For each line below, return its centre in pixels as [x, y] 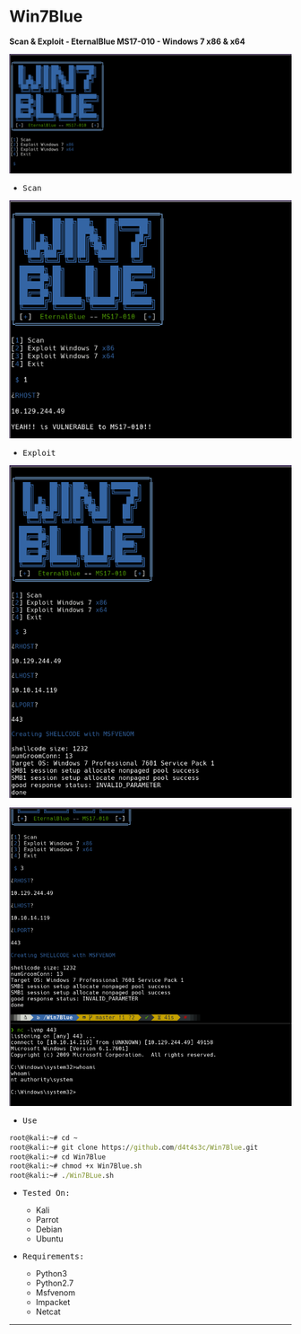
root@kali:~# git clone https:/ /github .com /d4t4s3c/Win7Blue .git [133, 1147]
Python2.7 [55, 1283]
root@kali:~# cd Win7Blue [57, 1157]
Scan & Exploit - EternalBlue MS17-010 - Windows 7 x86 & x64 [127, 41]
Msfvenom [56, 1293]
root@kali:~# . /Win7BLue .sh [62, 1176]
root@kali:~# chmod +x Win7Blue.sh [76, 1166]
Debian [49, 1229]
